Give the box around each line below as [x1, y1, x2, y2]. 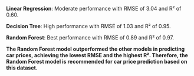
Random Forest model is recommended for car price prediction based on [6, 58, 188, 65]
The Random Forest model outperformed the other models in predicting [6, 45, 185, 52]
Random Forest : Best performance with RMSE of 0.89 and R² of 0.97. [6, 34, 175, 41]
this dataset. [6, 64, 38, 71]
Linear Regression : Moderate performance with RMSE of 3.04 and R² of [6, 5, 182, 12]
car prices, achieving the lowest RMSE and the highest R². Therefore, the [6, 52, 189, 58]
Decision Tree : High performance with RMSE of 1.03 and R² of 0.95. [6, 23, 171, 29]
